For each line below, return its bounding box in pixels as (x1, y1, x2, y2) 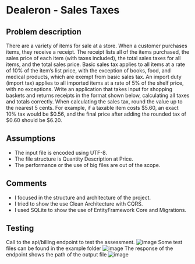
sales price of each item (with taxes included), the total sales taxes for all (6, 55, 181, 61)
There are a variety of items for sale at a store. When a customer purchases (6, 42, 187, 49)
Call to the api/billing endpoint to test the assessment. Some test (6, 239, 183, 246)
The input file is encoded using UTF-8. (14, 149, 108, 156)
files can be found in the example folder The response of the (6, 245, 173, 252)
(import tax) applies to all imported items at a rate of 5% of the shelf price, (6, 79, 185, 86)
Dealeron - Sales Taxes (6, 4, 120, 17)
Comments (6, 179, 47, 189)
